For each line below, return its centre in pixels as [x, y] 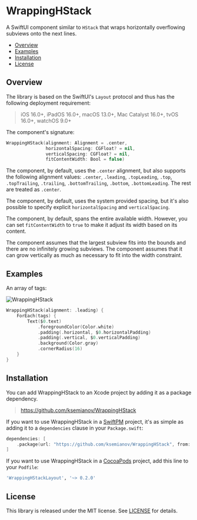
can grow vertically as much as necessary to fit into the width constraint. [94, 255]
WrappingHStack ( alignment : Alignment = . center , [67, 143]
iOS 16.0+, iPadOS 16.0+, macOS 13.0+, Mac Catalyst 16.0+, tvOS [99, 114]
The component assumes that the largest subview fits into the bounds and [96, 243]
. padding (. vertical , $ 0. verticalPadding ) [89, 338]
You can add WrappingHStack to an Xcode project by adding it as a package [99, 392]
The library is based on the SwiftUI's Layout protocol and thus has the [90, 96]
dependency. [22, 399]
